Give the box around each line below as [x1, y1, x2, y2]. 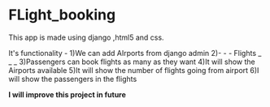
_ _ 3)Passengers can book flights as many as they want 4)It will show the [8, 57, 256, 66]
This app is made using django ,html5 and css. [8, 32, 164, 42]
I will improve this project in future [8, 89, 126, 99]
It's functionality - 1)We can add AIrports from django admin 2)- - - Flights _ [8, 48, 262, 58]
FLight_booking [8, 6, 116, 24]
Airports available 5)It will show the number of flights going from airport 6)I [8, 65, 259, 75]
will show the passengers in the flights [8, 74, 137, 83]
